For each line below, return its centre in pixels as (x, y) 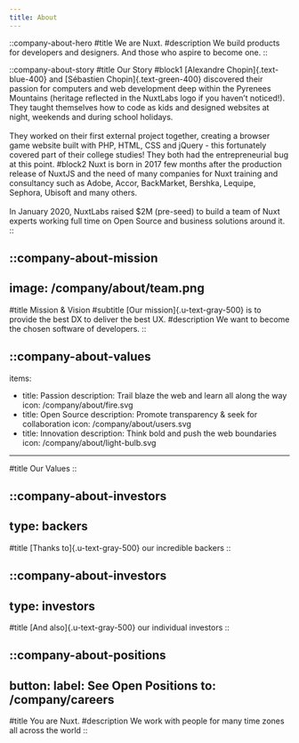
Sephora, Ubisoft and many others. (73, 192)
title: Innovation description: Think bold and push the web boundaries (149, 433)
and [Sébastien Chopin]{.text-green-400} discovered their (156, 79)
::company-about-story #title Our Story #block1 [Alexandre (117, 69)
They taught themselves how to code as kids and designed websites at (139, 107)
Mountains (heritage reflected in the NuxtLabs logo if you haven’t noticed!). (147, 98)
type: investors (53, 606)
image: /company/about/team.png (107, 289)
